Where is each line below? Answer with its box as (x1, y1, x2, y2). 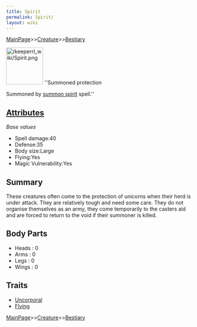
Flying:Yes (14, 154, 40, 161)
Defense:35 (14, 141, 43, 148)
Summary (6, 177, 43, 187)
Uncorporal (14, 296, 42, 303)
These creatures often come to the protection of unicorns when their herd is (6, 193, 191, 200)
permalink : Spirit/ (6, 14, 54, 20)
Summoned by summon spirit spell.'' (6, 90, 94, 98)
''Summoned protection (44, 79, 102, 86)
